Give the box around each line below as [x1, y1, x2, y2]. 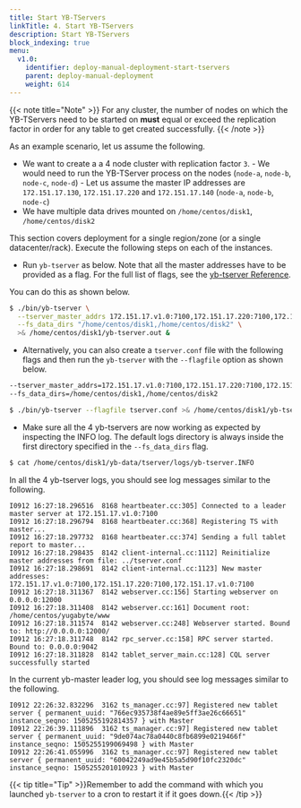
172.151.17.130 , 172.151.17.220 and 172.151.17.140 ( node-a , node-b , [21, 186, 275, 197]
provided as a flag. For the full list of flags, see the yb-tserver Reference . [21, 269, 291, 279]
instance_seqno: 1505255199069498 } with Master [9, 740, 194, 749]
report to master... [9, 540, 87, 549]
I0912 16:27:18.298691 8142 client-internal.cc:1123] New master [9, 563, 262, 573]
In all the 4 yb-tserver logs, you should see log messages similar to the [9, 474, 271, 485]
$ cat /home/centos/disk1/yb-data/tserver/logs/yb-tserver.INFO [9, 458, 254, 467]
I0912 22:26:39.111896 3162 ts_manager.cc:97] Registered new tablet [9, 724, 279, 733]
